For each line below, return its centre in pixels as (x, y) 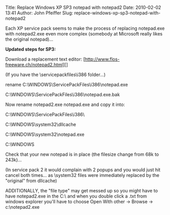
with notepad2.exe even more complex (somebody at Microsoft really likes (84, 34)
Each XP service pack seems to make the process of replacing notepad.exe (85, 28)
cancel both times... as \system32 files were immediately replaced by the (82, 175)
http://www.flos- (102, 59)
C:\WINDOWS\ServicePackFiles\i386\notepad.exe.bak (63, 94)
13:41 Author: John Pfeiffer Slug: (39, 13)
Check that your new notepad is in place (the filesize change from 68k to (82, 154)
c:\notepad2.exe (23, 207)
